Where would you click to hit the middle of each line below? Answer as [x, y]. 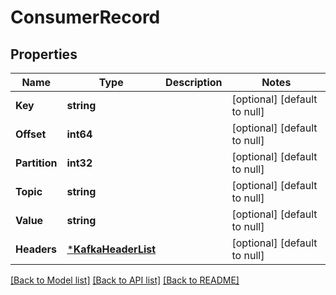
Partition [36, 163]
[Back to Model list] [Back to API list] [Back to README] [125, 280]
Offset [31, 134]
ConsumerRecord [85, 17]
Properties [44, 54]
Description [194, 82]
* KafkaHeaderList [111, 249]
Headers [36, 249]
